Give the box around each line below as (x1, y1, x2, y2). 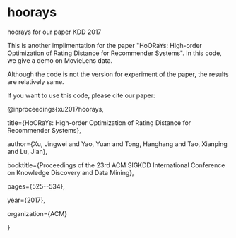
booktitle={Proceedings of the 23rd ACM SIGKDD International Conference (7, 160, 225, 169)
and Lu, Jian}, (7, 147, 48, 155)
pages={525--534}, (7, 182, 65, 191)
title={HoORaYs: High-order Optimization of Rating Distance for (7, 118, 191, 127)
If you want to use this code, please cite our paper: (7, 91, 155, 100)
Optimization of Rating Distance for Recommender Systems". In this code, (7, 49, 223, 57)
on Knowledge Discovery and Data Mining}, (7, 168, 134, 177)
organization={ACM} (7, 209, 68, 218)
